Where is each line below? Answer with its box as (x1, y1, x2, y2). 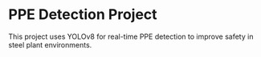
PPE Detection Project (8, 6, 158, 24)
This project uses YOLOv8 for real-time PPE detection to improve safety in (8, 32, 254, 41)
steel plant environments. (8, 40, 92, 49)
